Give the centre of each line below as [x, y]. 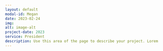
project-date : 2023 [25, 32]
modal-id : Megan [21, 14]
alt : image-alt [20, 28]
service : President [25, 37]
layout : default [21, 9]
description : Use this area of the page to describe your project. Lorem [82, 41]
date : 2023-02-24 [23, 18]
